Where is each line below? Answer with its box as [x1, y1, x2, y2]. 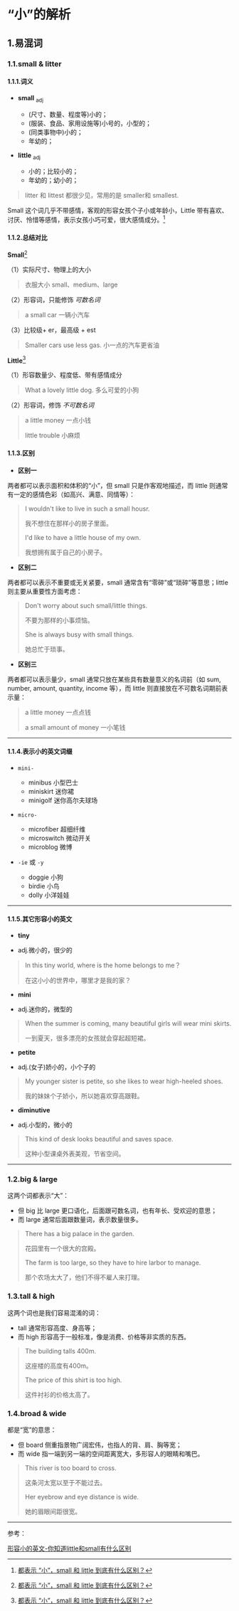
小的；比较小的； [28, 167, 79, 176]
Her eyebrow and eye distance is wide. [24, 1492, 139, 1501]
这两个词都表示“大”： [7, 1191, 70, 1200]
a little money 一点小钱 [24, 416, 91, 425]
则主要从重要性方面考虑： [7, 587, 83, 595]
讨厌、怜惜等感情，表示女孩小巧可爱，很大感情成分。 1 [7, 214, 166, 224]
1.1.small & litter [7, 58, 62, 68]
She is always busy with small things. [24, 630, 134, 639]
